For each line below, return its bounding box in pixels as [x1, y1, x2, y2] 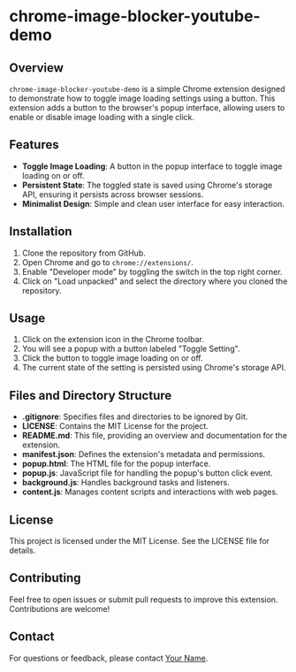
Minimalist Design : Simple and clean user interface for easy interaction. [21, 198, 285, 209]
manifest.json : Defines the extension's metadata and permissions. [21, 449, 266, 460]
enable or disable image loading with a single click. [9, 112, 195, 122]
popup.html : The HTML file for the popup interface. [21, 458, 211, 470]
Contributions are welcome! [9, 603, 110, 614]
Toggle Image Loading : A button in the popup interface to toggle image [21, 161, 283, 172]
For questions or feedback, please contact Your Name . [9, 653, 209, 663]
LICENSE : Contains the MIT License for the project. [21, 421, 209, 431]
